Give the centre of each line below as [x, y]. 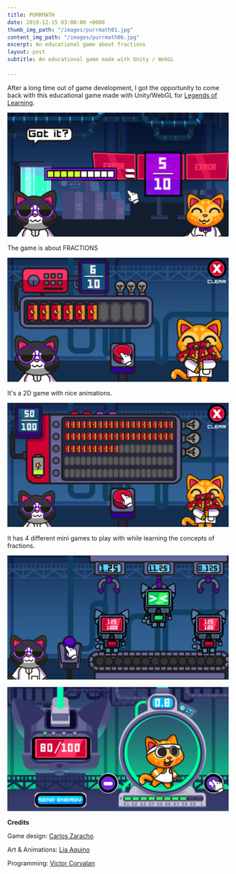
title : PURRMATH [31, 15]
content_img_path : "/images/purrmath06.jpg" [73, 37]
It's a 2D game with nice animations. [60, 393]
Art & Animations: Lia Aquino [48, 849]
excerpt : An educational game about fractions [77, 45]
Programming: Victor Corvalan [51, 863]
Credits [18, 822]
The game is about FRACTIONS [53, 248]
